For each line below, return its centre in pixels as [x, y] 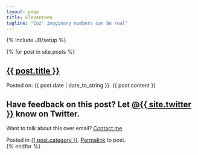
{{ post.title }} [33, 71]
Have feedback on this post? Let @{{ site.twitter [99, 104]
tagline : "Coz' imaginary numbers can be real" [67, 23]
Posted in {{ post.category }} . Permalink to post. [66, 140]
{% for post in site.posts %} [41, 52]
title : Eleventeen [29, 17]
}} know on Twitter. [43, 114]
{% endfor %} [24, 146]
